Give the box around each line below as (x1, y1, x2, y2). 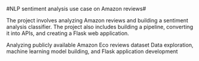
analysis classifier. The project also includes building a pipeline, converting (6, 24, 194, 30)
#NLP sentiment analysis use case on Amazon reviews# (6, 5, 147, 12)
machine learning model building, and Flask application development (6, 48, 178, 55)
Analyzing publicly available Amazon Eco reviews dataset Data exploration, (6, 42, 194, 48)
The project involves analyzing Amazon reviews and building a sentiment (6, 17, 189, 24)
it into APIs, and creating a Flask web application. (6, 30, 129, 37)
